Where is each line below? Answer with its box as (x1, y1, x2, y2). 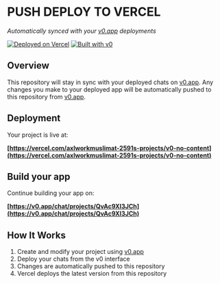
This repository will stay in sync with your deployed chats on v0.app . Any (7, 78, 214, 86)
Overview (7, 60, 50, 72)
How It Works (7, 229, 66, 241)
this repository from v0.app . (7, 92, 86, 101)
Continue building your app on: (7, 189, 95, 197)
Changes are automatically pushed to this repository (16, 262, 165, 270)
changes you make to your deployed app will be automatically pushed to (7, 85, 212, 93)
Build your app (7, 170, 71, 182)
